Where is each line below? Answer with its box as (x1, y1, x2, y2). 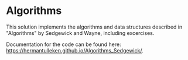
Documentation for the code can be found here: (6, 41, 121, 48)
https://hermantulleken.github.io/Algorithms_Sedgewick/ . (6, 47, 143, 54)
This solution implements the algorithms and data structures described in (6, 23, 183, 30)
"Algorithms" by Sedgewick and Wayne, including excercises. (6, 29, 155, 36)
